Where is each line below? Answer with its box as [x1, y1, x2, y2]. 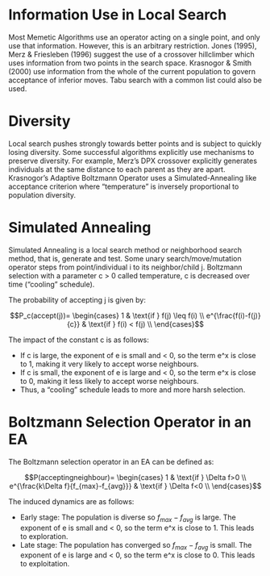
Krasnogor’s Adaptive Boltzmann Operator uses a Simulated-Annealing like [8, 173, 257, 182]
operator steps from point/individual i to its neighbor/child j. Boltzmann [8, 262, 243, 272]
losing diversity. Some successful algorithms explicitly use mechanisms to [8, 147, 255, 157]
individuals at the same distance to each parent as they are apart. [8, 164, 226, 174]
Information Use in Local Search [8, 6, 227, 24]
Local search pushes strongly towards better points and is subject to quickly [8, 139, 262, 148]
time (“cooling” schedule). [8, 279, 95, 289]
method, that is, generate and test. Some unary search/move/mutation [8, 253, 242, 263]
